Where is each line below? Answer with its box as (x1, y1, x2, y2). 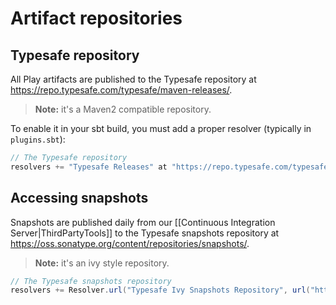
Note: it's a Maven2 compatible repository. (34, 103, 212, 115)
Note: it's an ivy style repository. (34, 257, 170, 269)
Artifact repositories (10, 7, 183, 30)
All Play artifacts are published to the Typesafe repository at (10, 73, 257, 85)
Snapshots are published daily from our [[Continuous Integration (10, 216, 276, 228)
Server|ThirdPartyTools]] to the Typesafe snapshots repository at (10, 227, 280, 239)
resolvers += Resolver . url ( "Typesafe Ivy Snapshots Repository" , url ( (10, 285, 311, 296)
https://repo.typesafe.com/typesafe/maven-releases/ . (10, 84, 233, 96)
